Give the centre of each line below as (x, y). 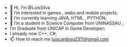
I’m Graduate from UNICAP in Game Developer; (57, 28)
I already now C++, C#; (33, 34)
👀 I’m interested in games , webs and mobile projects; (64, 13)
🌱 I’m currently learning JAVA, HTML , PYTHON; (58, 18)
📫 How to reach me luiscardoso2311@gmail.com (59, 39)
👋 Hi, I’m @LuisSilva (30, 8)
